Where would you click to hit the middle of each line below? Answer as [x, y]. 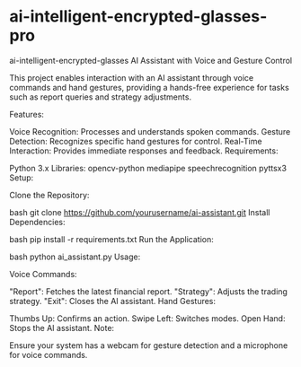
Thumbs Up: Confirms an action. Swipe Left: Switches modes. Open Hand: [147, 318]
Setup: [22, 178]
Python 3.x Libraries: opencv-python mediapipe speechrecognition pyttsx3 [148, 168]
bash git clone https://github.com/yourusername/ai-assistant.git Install [140, 212]
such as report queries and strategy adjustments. [100, 97]
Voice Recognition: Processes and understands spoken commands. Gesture [150, 131]
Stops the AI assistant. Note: [62, 328]
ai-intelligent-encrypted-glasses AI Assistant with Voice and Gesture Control [151, 60]
